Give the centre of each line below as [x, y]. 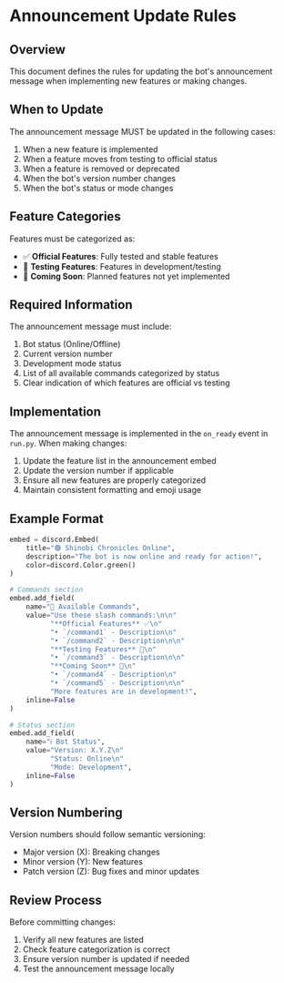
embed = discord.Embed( [55, 540]
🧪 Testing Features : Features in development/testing [122, 266]
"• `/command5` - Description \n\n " [117, 683]
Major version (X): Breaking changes [91, 852]
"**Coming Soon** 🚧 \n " [93, 666]
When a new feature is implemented [90, 149]
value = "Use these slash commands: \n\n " [101, 616]
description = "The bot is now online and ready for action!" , [144, 557]
